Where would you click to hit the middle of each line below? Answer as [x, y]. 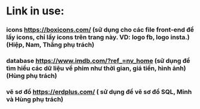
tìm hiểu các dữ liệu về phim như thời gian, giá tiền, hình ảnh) [96, 68]
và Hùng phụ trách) [35, 99]
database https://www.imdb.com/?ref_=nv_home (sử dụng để [98, 61]
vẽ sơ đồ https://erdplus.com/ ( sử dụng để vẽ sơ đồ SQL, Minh [99, 92]
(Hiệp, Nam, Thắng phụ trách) [50, 45]
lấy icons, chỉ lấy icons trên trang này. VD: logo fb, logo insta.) [98, 37]
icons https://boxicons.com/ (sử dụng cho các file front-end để [100, 30]
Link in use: [35, 11]
